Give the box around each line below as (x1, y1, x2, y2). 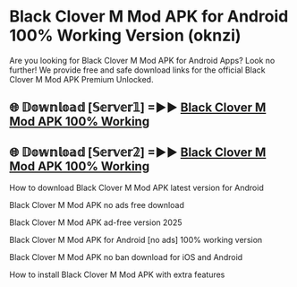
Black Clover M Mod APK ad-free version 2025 (9, 217, 182, 228)
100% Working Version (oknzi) (9, 25, 242, 46)
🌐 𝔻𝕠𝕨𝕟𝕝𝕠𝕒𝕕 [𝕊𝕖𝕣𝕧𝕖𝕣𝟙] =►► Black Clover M (9, 100, 267, 116)
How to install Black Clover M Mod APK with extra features (9, 269, 225, 280)
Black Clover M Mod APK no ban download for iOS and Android (9, 252, 243, 263)
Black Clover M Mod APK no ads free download (9, 200, 185, 211)
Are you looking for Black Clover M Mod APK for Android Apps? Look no (9, 55, 276, 65)
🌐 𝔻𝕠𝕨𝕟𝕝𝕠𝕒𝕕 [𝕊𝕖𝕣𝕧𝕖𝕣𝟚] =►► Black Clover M (9, 144, 267, 160)
